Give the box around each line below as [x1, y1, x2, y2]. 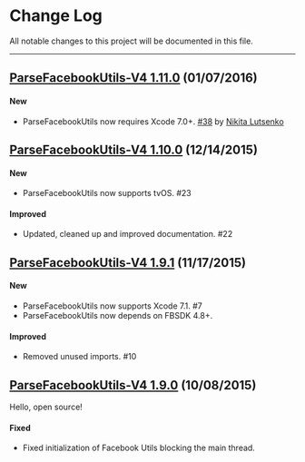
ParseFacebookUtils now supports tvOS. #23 [22, 188, 192, 199]
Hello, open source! [9, 401, 84, 412]
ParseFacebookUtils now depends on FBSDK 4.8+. [22, 310, 213, 320]
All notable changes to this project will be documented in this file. [9, 35, 254, 46]
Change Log [9, 5, 103, 26]
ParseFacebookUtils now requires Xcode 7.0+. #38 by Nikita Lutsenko [22, 115, 284, 127]
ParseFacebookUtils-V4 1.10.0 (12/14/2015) [9, 142, 259, 157]
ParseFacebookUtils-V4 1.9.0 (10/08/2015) [9, 378, 257, 393]
